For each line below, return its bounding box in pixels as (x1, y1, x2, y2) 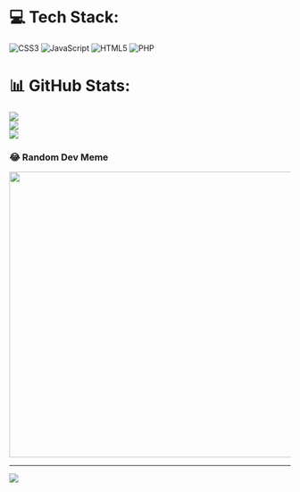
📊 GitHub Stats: (9, 76, 131, 96)
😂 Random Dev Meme (9, 151, 109, 163)
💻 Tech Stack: (9, 7, 120, 28)
